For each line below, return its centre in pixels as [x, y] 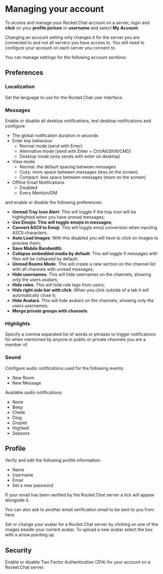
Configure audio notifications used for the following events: [65, 368]
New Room [23, 378]
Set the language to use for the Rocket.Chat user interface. [64, 97]
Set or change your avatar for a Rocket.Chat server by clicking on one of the [82, 524]
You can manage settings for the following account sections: [66, 57]
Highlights [18, 323]
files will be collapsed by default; [45, 259]
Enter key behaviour [32, 140]
